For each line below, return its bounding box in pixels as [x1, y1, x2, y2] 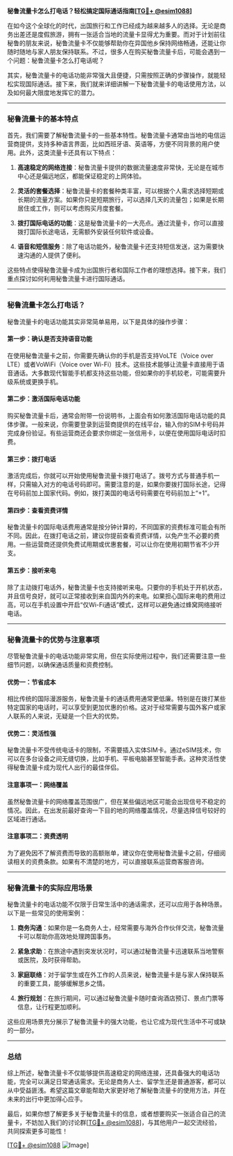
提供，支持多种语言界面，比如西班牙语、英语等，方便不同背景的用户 [19, 140, 214, 148]
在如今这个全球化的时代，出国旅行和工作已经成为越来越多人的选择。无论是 [7, 22, 220, 30]
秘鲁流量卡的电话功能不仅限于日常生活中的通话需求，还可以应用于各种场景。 [7, 900, 226, 908]
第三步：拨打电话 [7, 455, 56, 463]
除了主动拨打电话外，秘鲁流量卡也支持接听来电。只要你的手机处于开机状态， [7, 583, 226, 591]
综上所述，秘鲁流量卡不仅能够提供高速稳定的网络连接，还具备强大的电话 [7, 1069, 214, 1077]
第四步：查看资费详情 [7, 506, 68, 514]
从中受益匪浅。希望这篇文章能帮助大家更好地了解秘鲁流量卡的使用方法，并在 [7, 1086, 226, 1095]
